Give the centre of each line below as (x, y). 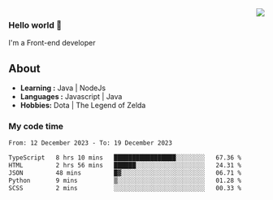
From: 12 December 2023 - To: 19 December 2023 (91, 143)
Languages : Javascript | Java (71, 97)
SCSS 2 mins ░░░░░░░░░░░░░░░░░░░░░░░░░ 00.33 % (125, 188)
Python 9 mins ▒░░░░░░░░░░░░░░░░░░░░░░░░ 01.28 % (125, 180)
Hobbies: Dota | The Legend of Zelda (83, 106)
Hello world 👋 (35, 25)
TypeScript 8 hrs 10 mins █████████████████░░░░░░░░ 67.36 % (125, 158)
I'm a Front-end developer (52, 43)
